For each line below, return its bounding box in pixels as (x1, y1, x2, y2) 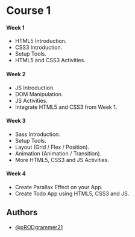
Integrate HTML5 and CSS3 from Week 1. (14, 103, 118, 111)
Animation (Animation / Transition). (14, 149, 102, 157)
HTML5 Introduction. (14, 37, 67, 45)
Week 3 (6, 117, 26, 125)
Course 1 (6, 4, 51, 18)
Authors (6, 207, 38, 218)
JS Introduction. (14, 84, 55, 91)
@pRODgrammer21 (14, 223, 63, 230)
